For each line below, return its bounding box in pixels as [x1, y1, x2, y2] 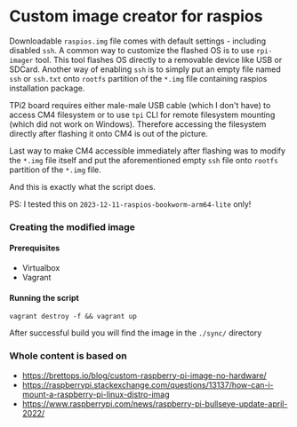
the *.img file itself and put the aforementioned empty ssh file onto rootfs [9, 154, 278, 165]
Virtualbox [21, 263, 60, 273]
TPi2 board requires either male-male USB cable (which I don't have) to [9, 99, 271, 110]
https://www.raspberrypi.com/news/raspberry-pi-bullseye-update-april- [21, 398, 288, 409]
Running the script [9, 292, 80, 303]
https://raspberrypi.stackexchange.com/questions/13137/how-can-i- [21, 379, 274, 390]
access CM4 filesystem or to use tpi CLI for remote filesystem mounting [9, 109, 276, 120]
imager [9, 56, 34, 65]
